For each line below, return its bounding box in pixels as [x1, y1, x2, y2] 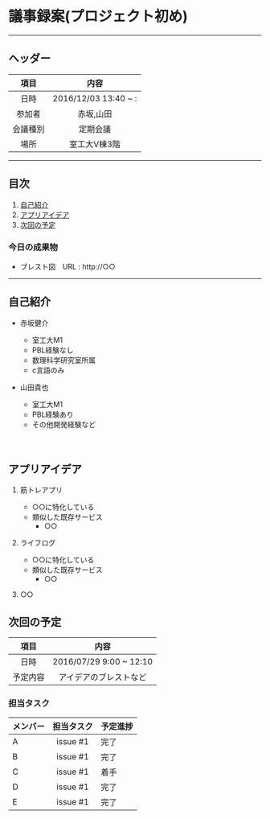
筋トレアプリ [19, 485, 63, 495]
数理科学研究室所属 [31, 355, 96, 364]
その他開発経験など [31, 419, 96, 429]
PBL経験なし [31, 345, 74, 355]
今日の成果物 [8, 242, 59, 253]
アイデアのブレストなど [58, 672, 147, 683]
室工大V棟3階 [69, 138, 121, 150]
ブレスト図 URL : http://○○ [19, 261, 116, 271]
